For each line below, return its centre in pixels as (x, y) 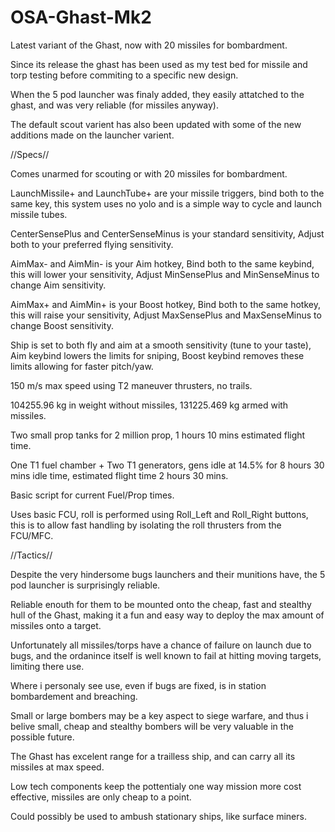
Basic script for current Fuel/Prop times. (92, 495)
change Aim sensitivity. (58, 285)
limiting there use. (47, 666)
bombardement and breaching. (74, 696)
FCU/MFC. (32, 535)
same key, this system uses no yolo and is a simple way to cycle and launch (166, 203)
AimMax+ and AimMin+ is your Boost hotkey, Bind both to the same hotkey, (165, 304)
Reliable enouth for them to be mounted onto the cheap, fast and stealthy (161, 604)
